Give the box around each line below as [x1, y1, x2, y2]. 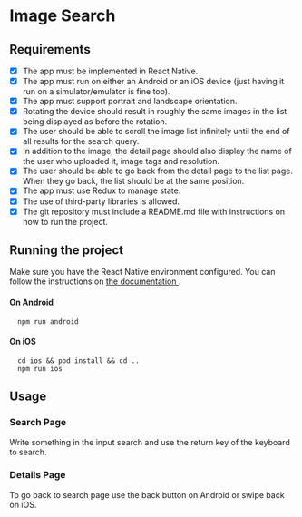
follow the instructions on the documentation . [9, 276, 181, 287]
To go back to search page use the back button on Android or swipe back [9, 489, 285, 500]
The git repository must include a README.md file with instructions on [22, 206, 286, 217]
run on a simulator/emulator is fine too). [22, 86, 170, 97]
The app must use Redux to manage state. [22, 185, 181, 196]
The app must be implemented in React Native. [22, 65, 199, 76]
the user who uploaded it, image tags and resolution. [22, 156, 220, 167]
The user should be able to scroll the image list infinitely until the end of [22, 126, 290, 137]
